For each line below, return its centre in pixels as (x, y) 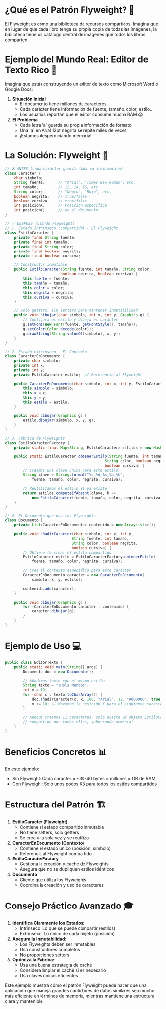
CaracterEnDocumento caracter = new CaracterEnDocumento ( (84, 575)
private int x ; (30, 365)
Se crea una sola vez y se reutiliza (54, 838)
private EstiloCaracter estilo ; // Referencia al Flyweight (78, 375)
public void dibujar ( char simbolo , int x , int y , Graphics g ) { (82, 315)
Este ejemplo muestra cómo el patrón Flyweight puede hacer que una (76, 985)
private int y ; (30, 370)
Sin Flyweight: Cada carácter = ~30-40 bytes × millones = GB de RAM (84, 779)
